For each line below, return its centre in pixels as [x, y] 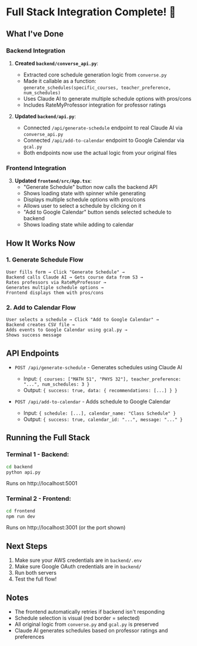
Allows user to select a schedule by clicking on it [82, 206]
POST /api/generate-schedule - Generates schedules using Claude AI [98, 367]
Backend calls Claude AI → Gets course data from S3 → [75, 277]
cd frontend [21, 511]
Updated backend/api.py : [45, 116]
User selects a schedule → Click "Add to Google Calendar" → [83, 320]
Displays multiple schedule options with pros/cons [84, 200]
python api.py [24, 472]
